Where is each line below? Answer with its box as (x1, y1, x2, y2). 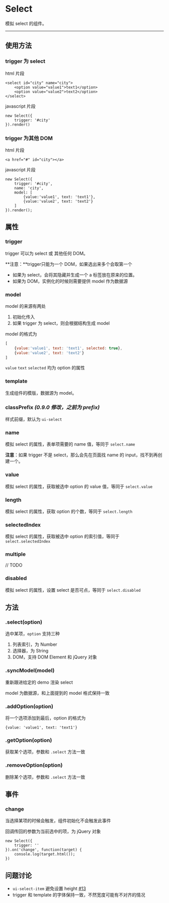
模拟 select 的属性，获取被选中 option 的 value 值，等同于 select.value (5, 483, 153, 489)
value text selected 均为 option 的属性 (5, 365, 86, 371)
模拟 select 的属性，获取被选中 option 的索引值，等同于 (5, 534, 120, 540)
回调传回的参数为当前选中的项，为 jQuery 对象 (5, 828, 101, 834)
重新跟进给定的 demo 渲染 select (5, 679, 73, 685)
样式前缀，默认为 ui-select (5, 416, 62, 422)
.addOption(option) (5, 703, 54, 710)
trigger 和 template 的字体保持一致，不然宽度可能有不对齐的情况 (12, 892, 145, 898)
